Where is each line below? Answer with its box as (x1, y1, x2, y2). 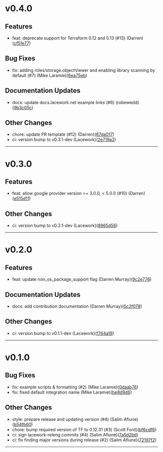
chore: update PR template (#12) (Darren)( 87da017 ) (12, 132, 114, 138)
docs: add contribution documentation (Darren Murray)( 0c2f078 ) (12, 303, 142, 309)
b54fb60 (14, 421, 32, 427)
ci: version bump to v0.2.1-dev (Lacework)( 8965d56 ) (12, 223, 118, 228)
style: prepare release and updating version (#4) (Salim (12, 416, 123, 422)
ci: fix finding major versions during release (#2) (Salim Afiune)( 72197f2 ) (12, 437, 157, 443)
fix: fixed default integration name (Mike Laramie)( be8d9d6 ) (12, 389, 132, 395)
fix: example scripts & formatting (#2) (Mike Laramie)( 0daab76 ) (12, 384, 139, 390)
